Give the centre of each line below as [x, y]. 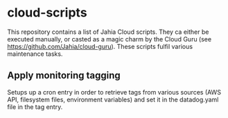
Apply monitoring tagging [64, 76]
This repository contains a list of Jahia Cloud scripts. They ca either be [108, 32]
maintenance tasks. [35, 54]
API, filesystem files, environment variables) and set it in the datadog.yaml [113, 99]
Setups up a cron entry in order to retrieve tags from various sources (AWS [114, 92]
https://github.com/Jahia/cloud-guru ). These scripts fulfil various [100, 46]
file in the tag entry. [35, 107]
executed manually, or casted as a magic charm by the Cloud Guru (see [109, 39]
